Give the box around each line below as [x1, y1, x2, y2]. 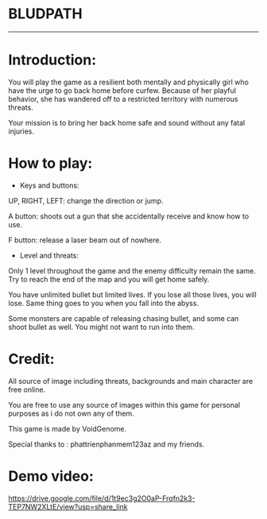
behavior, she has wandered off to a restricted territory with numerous [8, 94, 238, 103]
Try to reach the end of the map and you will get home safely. [8, 274, 210, 284]
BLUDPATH [8, 5, 83, 23]
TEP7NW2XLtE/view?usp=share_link [8, 502, 128, 511]
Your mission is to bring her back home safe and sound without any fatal [8, 118, 246, 127]
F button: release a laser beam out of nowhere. [8, 235, 161, 245]
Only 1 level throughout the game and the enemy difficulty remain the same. [8, 265, 256, 275]
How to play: [8, 154, 93, 172]
